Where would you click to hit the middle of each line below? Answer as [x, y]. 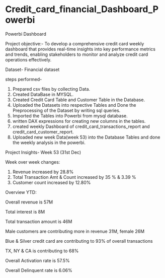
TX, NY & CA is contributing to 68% [42, 251]
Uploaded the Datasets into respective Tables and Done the [74, 105]
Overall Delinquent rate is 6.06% [39, 270]
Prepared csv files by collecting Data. [51, 89]
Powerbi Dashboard [26, 34]
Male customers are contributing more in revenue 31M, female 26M [75, 231]
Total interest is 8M [25, 212]
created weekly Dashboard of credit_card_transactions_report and [81, 126]
